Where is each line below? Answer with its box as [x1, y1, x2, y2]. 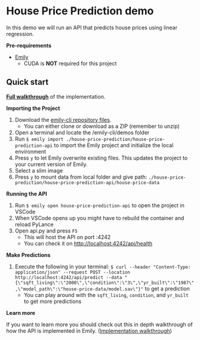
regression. [6, 30, 34, 37]
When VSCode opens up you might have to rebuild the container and [14, 214, 184, 222]
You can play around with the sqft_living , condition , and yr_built [23, 291, 189, 298]
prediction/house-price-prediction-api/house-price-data [14, 179, 160, 186]
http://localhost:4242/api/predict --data [14, 274, 122, 280]
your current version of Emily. [14, 160, 88, 168]
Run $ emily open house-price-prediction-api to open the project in [14, 201, 185, 209]
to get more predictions [23, 298, 82, 305]
